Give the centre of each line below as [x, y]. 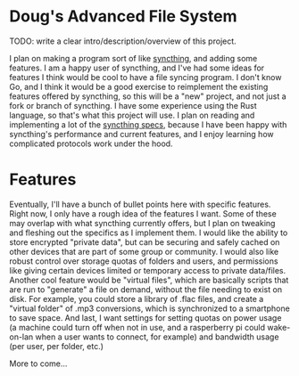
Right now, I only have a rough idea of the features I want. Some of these [143, 213]
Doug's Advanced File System [123, 16]
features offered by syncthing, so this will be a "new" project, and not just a [148, 96]
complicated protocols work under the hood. [91, 143]
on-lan [21, 337]
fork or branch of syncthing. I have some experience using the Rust [133, 105]
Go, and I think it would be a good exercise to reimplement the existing [139, 86]
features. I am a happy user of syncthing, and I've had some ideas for [137, 68]
